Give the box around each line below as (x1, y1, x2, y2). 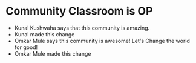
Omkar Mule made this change (14, 50, 91, 57)
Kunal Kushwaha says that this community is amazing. (14, 24, 150, 31)
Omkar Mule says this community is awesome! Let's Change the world (14, 37, 190, 44)
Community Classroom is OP (5, 4, 153, 18)
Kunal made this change (14, 30, 75, 38)
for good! (14, 44, 38, 51)
